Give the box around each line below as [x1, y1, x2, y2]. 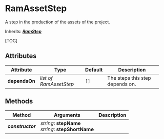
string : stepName [40, 120, 81, 126]
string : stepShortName [40, 126, 94, 133]
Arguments [53, 111, 81, 118]
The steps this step [107, 74, 151, 81]
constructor [7, 122, 36, 129]
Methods [5, 97, 33, 105]
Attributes [5, 52, 37, 60]
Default [85, 66, 103, 73]
